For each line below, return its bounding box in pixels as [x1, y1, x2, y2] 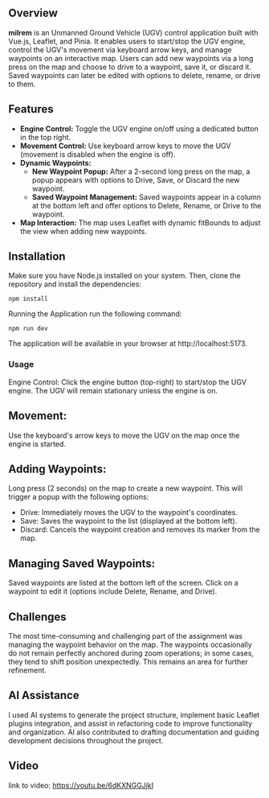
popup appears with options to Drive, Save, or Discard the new [31, 175, 240, 184]
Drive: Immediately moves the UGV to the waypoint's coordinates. [19, 508, 238, 517]
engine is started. [8, 438, 67, 449]
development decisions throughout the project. [8, 735, 164, 745]
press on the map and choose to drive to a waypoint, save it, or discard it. [8, 62, 251, 72]
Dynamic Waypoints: [19, 158, 92, 167]
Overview [8, 6, 59, 20]
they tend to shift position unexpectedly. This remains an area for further [8, 656, 248, 666]
